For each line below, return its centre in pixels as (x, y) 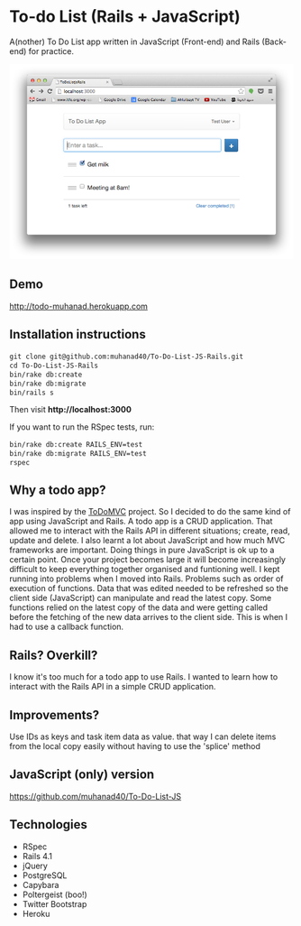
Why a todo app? (58, 490)
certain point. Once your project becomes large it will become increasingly (148, 560)
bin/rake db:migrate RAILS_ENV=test (78, 453)
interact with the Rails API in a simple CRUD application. (113, 687)
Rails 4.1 (37, 856)
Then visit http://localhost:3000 (71, 409)
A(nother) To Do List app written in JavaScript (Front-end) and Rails (135, 42)
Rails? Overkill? (54, 655)
